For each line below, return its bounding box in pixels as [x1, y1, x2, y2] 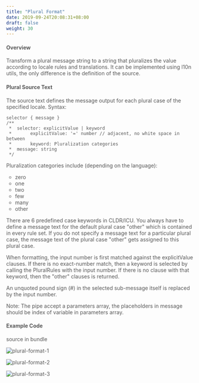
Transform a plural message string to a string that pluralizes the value [6, 57, 177, 65]
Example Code [6, 322, 43, 329]
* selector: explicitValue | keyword [8, 125, 105, 131]
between [6, 136, 26, 142]
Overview [6, 44, 31, 51]
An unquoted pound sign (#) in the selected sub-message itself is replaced [6, 284, 190, 292]
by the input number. [6, 290, 58, 298]
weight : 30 [6, 25, 33, 32]
